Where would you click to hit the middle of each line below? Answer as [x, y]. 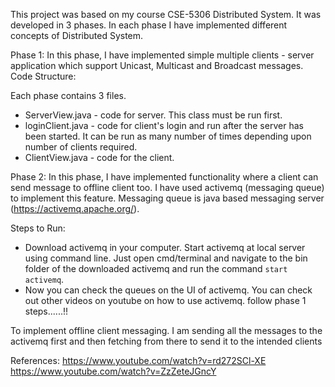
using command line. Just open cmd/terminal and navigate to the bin [166, 258]
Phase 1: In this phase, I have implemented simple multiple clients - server [162, 55]
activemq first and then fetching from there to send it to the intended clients [166, 341]
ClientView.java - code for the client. [99, 157]
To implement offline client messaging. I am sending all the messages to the [166, 330]
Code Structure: [43, 76]
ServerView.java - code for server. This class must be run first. [153, 115]
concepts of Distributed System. [77, 35]
